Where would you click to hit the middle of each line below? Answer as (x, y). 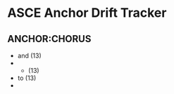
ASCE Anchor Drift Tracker (87, 13)
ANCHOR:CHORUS (49, 39)
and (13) (29, 55)
